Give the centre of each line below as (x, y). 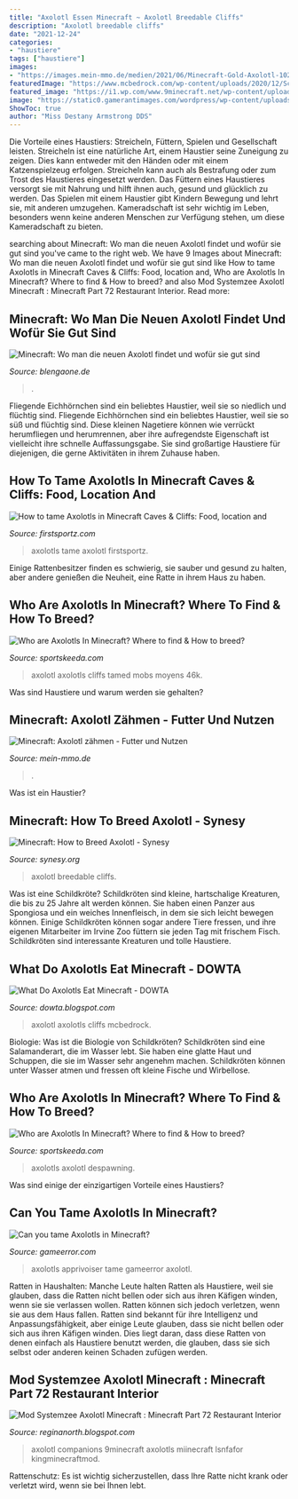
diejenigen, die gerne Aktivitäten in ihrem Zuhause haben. (114, 453)
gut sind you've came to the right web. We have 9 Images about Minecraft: (145, 253)
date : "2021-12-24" (45, 34)
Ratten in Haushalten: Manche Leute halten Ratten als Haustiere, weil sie (141, 1286)
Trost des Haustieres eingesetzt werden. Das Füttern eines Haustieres (137, 179)
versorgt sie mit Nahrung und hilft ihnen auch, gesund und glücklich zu (139, 189)
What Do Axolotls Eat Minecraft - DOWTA (125, 969)
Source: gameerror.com (53, 1251)
